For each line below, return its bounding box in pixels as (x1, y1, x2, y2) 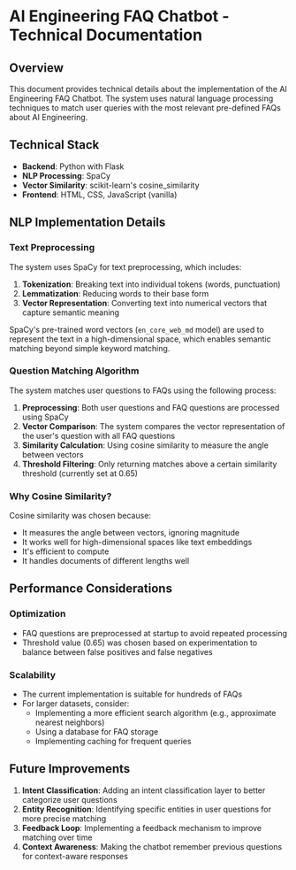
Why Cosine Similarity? (9, 489, 112, 502)
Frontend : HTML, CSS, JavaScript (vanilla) (21, 189, 178, 200)
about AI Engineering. (9, 112, 88, 122)
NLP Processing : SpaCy (21, 170, 111, 181)
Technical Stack (9, 137, 100, 152)
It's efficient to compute (21, 546, 110, 557)
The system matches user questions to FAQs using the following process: (9, 385, 277, 396)
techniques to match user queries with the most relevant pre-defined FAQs (9, 103, 281, 112)
